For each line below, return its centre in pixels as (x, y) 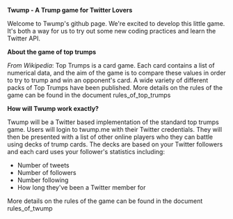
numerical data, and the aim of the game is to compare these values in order (116, 73)
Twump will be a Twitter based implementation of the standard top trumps (113, 122)
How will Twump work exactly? (53, 108)
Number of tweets (43, 165)
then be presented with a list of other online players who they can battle (110, 137)
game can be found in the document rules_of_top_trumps (89, 95)
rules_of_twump (30, 208)
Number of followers (47, 173)
